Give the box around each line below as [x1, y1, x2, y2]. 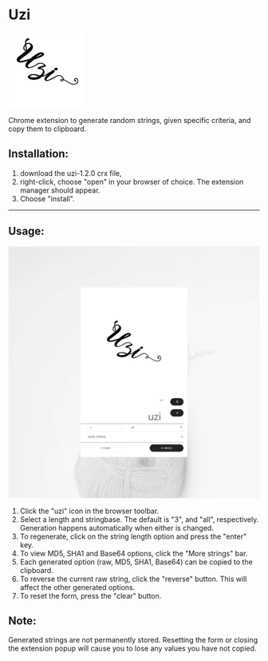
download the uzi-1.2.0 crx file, [19, 168, 122, 177]
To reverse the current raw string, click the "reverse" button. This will [19, 574, 247, 583]
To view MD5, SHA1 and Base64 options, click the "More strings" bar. [19, 548, 248, 558]
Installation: [8, 147, 69, 161]
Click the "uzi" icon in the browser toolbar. [19, 506, 160, 516]
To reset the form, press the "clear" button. [19, 591, 162, 600]
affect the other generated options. [19, 582, 136, 592]
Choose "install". [19, 193, 75, 203]
